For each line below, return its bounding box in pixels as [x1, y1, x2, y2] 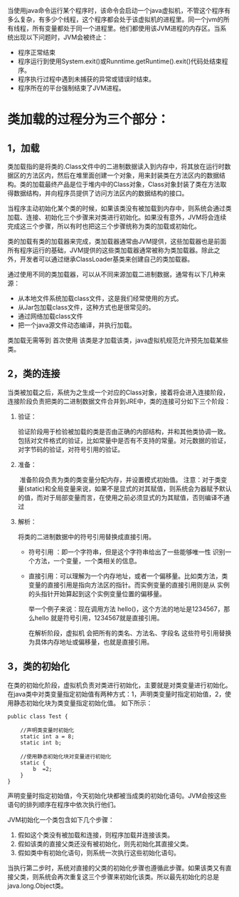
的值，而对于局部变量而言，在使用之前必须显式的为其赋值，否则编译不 [17, 493, 224, 501]
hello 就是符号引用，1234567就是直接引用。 [34, 613, 164, 622]
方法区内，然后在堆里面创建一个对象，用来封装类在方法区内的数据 [26, 171, 219, 180]
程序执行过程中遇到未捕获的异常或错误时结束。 [17, 75, 155, 83]
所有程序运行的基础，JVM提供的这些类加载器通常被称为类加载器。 [7, 246, 202, 255]
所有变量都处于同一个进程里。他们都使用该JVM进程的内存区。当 [31, 24, 221, 32]
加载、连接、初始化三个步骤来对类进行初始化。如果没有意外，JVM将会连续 [7, 213, 227, 221]
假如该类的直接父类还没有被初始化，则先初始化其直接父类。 [17, 839, 193, 848]
